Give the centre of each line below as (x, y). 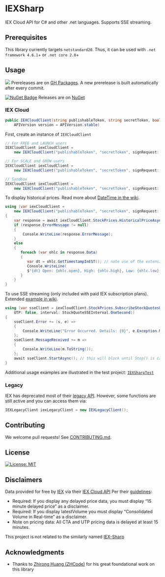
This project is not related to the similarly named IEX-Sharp (65, 537)
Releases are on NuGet (62, 97)
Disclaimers (24, 480)
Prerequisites (26, 38)
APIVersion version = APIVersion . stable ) (57, 125)
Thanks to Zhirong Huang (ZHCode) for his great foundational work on (83, 564)
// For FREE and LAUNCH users (36, 143)
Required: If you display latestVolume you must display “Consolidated (82, 512)
